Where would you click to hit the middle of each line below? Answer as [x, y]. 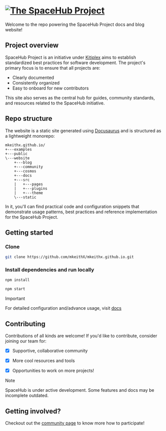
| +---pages [28, 184]
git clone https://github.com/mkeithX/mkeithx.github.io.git [70, 257]
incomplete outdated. [27, 396]
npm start [15, 289]
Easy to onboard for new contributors [51, 88]
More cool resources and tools [44, 361]
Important [15, 299]
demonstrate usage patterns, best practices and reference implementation [81, 212]
